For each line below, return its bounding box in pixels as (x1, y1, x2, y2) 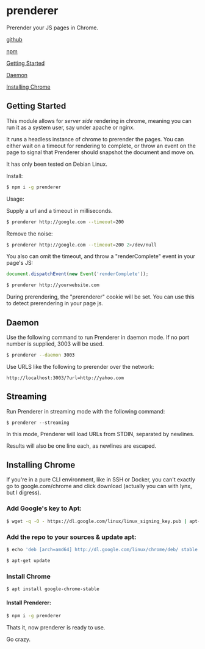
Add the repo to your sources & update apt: (6, 533, 137, 541)
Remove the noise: (6, 230, 53, 237)
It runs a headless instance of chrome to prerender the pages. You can (6, 135, 184, 143)
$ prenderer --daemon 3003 (6, 352, 75, 358)
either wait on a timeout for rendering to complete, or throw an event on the (6, 142, 196, 149)
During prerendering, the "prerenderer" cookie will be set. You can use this (6, 293, 195, 300)
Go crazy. (6, 636, 31, 643)
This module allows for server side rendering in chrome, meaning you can (6, 117, 192, 124)
